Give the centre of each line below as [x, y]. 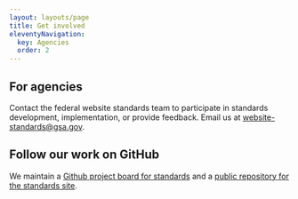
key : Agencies [43, 42]
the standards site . [43, 185]
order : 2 [33, 51]
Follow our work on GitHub [85, 155]
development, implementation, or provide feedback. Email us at [125, 117]
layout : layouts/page [49, 17]
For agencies [46, 87]
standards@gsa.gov [46, 126]
